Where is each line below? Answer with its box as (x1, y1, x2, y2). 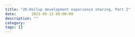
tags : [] (5, 25, 23, 30)
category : (5, 20, 26, 25)
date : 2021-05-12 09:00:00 (5, 12, 74, 16)
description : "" (5, 16, 38, 21)
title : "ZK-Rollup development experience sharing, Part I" (5, 7, 131, 12)
